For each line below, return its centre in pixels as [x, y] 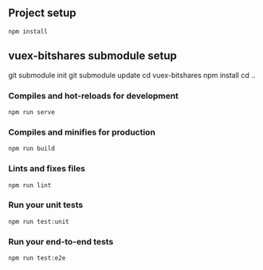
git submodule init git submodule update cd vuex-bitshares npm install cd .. [132, 75]
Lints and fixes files [47, 169]
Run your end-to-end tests [61, 241]
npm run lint [30, 185]
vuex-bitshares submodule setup [92, 56]
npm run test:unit [39, 221]
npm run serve [32, 112]
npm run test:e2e [37, 258]
